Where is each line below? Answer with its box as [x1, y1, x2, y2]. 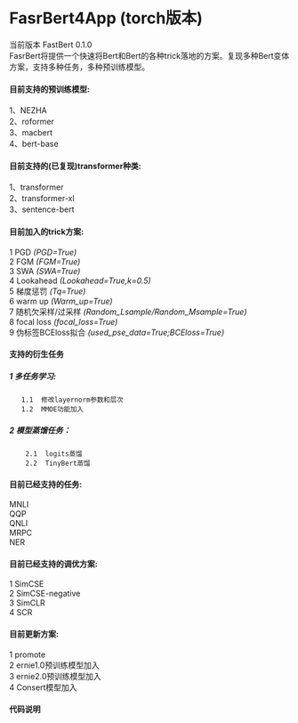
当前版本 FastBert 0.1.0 [9, 39, 93, 50]
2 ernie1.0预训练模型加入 [9, 660, 100, 670]
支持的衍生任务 [9, 349, 64, 360]
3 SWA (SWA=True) [9, 265, 81, 276]
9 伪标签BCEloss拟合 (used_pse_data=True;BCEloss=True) [9, 327, 225, 337]
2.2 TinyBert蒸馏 [25, 459, 91, 468]
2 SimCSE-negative [9, 589, 81, 599]
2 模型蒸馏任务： [9, 425, 71, 435]
